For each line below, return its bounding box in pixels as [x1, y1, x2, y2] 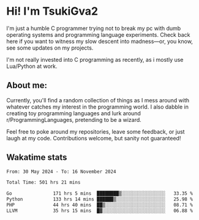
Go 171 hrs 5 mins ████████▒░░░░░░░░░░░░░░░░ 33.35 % [6, 191, 193, 197]
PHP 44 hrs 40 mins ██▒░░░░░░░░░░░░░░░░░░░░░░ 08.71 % [6, 202, 193, 208]
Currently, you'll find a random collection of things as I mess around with [6, 96, 190, 104]
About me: [6, 80, 48, 91]
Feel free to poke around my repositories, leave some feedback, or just [6, 127, 185, 135]
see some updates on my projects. [6, 44, 94, 51]
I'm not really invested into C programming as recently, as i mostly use [6, 56, 184, 63]
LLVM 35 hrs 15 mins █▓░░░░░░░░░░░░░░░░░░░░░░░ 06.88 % [6, 207, 193, 214]
